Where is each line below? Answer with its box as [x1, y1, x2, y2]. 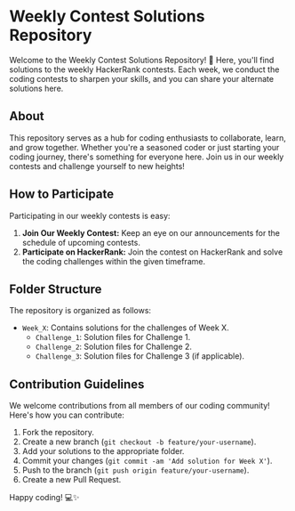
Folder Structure [9, 281, 102, 296]
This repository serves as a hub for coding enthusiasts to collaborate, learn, [9, 132, 287, 143]
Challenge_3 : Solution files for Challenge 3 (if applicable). [35, 351, 245, 361]
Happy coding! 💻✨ [9, 492, 80, 503]
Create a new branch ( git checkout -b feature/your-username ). [21, 436, 257, 447]
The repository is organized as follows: [9, 305, 152, 316]
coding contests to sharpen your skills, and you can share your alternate [9, 73, 274, 84]
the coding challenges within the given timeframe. [21, 255, 206, 266]
